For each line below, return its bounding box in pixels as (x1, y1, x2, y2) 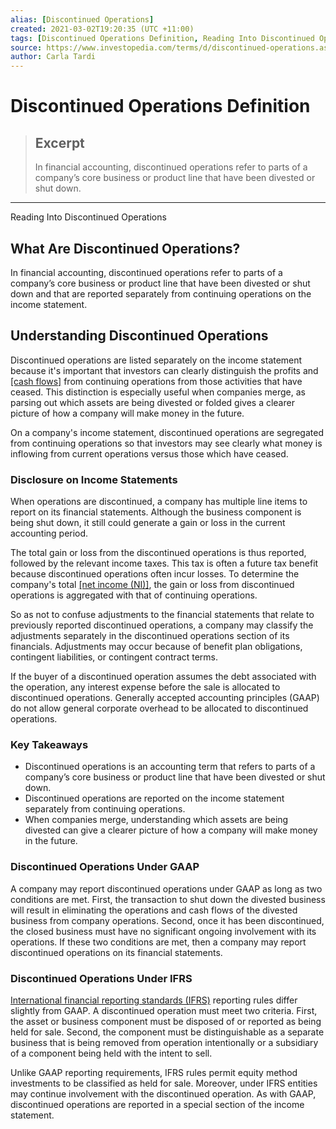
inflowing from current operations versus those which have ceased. (10, 447, 289, 460)
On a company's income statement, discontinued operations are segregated (10, 426, 324, 438)
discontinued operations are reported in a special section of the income (10, 1098, 305, 1110)
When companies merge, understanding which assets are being (24, 814, 289, 826)
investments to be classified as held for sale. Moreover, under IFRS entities (10, 1077, 318, 1089)
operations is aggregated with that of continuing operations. (10, 589, 258, 601)
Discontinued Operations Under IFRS (10, 971, 193, 985)
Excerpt (34, 134, 85, 151)
